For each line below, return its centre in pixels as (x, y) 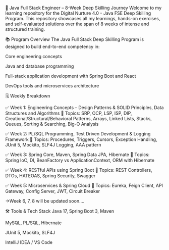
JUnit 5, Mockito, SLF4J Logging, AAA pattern (53, 145)
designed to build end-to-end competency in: (52, 46)
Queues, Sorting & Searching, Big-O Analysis (52, 124)
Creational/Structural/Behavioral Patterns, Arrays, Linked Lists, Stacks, (79, 118)
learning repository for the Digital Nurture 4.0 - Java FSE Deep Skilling (78, 13)
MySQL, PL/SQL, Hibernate (34, 223)
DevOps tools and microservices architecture (52, 86)
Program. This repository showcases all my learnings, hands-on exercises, (83, 18)
